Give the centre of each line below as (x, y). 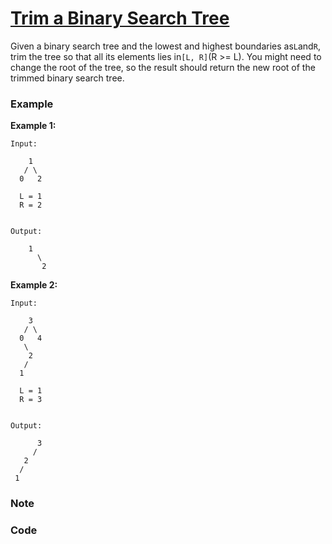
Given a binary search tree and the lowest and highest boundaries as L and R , (165, 46)
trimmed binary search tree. (67, 78)
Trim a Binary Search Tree (120, 18)
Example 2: (34, 285)
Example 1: (33, 126)
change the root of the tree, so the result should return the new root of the (163, 67)
